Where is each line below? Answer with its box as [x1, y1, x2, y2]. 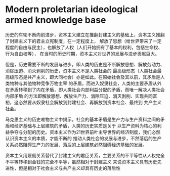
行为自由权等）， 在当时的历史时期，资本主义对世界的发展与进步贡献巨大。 [5, 51, 159, 57]
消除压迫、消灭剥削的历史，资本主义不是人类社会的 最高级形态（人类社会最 [5, 67, 162, 74]
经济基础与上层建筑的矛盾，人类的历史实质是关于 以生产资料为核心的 [14, 122, 157, 128]
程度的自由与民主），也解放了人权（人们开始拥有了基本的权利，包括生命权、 [5, 44, 163, 50]
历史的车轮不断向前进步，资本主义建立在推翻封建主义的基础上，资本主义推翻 [5, 31, 165, 37]
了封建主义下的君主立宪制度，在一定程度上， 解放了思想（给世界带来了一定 [5, 38, 162, 44]
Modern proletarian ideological [5, 4, 138, 15]
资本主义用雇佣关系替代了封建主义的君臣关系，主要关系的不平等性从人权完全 [5, 152, 165, 158]
